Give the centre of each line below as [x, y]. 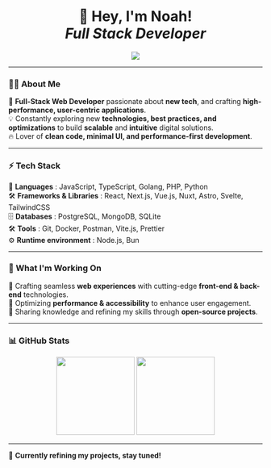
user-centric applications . [102, 110]
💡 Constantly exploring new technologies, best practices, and [113, 119]
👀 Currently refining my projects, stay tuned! [85, 456]
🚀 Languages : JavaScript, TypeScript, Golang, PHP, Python [108, 186]
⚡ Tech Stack [34, 166]
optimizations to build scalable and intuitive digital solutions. [111, 127]
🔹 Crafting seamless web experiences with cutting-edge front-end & [124, 286]
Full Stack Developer [135, 33]
